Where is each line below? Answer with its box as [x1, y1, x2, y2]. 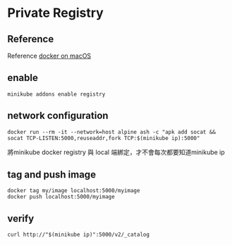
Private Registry [7, 5, 104, 21]
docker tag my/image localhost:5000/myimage [7, 187, 140, 194]
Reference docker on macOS [7, 51, 92, 60]
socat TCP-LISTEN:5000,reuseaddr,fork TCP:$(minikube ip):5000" [7, 134, 200, 142]
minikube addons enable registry [7, 90, 106, 98]
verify [7, 213, 35, 225]
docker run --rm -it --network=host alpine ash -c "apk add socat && [7, 128, 216, 135]
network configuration [7, 110, 109, 122]
